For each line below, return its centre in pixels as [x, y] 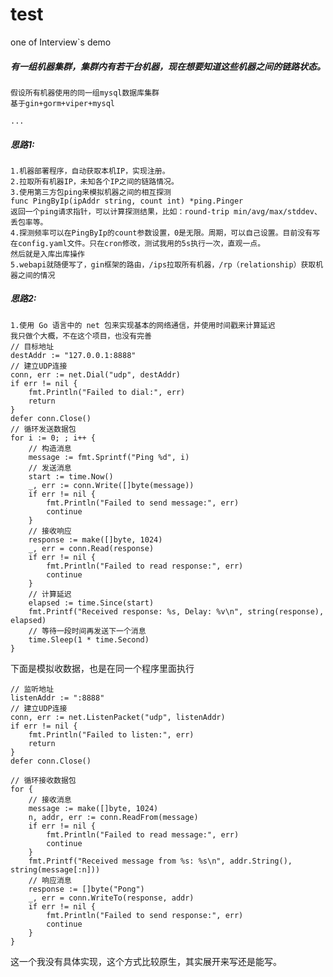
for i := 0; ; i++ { [53, 438]
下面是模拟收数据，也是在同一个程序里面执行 [102, 668]
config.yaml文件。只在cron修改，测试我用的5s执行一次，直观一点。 [141, 243]
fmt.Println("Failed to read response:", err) [145, 566]
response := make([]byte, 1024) [95, 539]
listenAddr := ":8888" [57, 698]
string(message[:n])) [55, 869]
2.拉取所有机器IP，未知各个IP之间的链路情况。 [94, 181]
